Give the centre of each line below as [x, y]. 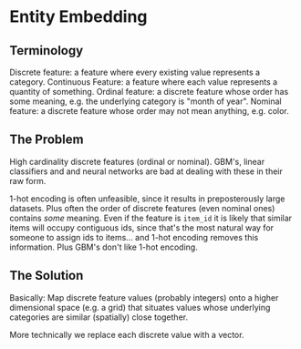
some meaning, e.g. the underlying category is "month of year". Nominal [145, 101]
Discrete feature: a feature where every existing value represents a [135, 72]
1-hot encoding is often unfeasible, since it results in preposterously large [147, 199]
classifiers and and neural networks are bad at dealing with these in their [146, 171]
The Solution [47, 276]
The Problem [47, 140]
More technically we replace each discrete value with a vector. [127, 334]
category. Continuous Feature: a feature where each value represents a [144, 82]
